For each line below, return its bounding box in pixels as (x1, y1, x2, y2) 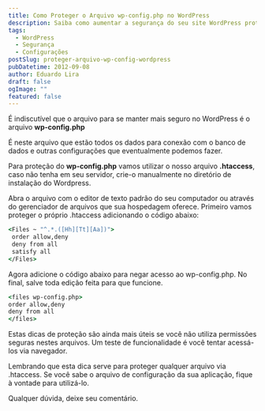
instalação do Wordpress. (8, 179, 91, 188)
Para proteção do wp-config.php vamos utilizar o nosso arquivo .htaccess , (8, 161, 255, 171)
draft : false (8, 77, 51, 85)
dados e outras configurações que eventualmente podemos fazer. (8, 146, 223, 156)
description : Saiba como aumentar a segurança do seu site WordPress (8, 19, 242, 27)
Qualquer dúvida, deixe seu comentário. (8, 394, 139, 403)
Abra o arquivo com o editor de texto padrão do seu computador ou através (8, 194, 255, 203)
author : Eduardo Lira (8, 70, 80, 78)
